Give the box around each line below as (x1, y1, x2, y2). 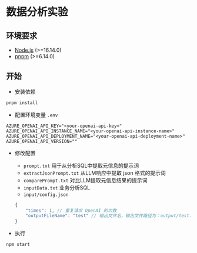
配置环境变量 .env (14, 111, 58, 118)
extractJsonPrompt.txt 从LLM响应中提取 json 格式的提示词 (23, 169, 166, 177)
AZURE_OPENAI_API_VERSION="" (6, 138, 78, 144)
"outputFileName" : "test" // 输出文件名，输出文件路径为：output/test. (25, 213, 192, 219)
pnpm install (6, 99, 38, 106)
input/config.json (23, 192, 69, 198)
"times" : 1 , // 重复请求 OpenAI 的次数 (25, 207, 117, 214)
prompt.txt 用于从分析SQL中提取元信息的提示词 (23, 162, 139, 169)
